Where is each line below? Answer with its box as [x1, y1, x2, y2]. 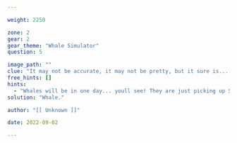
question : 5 [7, 48, 42, 56]
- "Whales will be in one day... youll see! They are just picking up [13, 87, 226, 95]
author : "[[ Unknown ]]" [7, 107, 80, 114]
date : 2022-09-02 [7, 119, 59, 126]
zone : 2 [7, 29, 30, 36]
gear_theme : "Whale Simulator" [7, 42, 99, 49]
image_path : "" [7, 61, 52, 69]
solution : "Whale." [7, 94, 65, 101]
